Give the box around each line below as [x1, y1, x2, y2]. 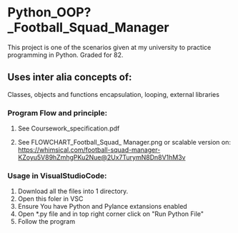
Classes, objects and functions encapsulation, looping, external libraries [7, 90, 220, 98]
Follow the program [17, 217, 76, 226]
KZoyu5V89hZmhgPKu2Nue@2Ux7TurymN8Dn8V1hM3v [17, 153, 186, 162]
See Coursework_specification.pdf [17, 124, 120, 133]
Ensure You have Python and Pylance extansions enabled [17, 202, 187, 211]
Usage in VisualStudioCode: [7, 170, 107, 180]
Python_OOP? [7, 4, 91, 21]
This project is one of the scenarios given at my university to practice [7, 43, 212, 51]
